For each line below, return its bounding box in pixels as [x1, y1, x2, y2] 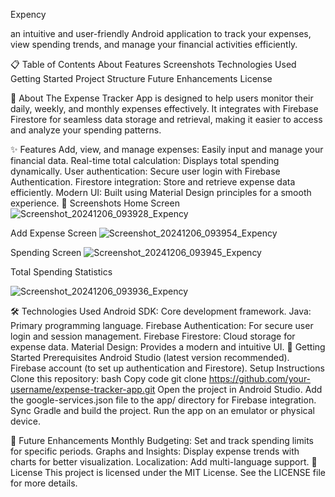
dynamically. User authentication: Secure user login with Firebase [10, 165, 281, 177]
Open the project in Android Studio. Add [157, 384, 323, 395]
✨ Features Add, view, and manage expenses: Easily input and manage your [10, 144, 324, 155]
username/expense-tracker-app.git [10, 384, 156, 395]
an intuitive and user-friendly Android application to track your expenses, [10, 28, 312, 39]
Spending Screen [10, 247, 82, 258]
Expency [10, 9, 47, 20]
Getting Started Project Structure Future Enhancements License [10, 73, 273, 84]
